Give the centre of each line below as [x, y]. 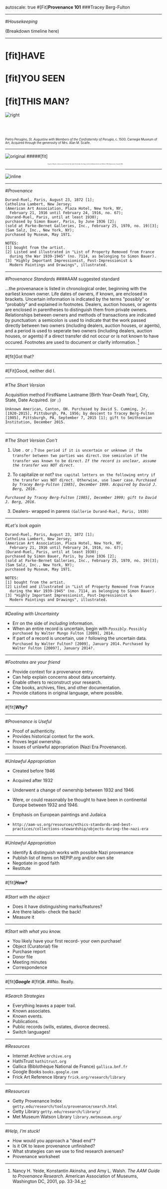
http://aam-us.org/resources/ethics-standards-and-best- [73, 824]
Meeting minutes [30, 962]
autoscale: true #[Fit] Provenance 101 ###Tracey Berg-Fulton [68, 7]
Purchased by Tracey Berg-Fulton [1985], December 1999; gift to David [81, 497]
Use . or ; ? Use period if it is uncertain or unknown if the [77, 450]
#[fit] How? [16, 882]
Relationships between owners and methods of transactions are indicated [81, 315]
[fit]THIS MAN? [37, 101]
